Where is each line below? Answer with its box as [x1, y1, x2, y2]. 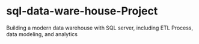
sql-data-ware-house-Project [6, 4, 158, 18]
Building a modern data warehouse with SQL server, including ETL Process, [6, 24, 194, 31]
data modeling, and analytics [6, 30, 78, 37]
